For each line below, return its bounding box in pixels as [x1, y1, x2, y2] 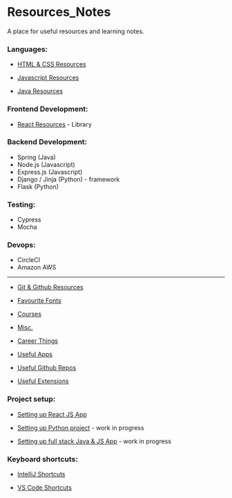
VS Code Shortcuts [17, 483, 72, 492]
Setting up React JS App [17, 410, 88, 418]
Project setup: [7, 394, 56, 404]
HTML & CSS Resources [17, 60, 86, 69]
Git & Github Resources [17, 283, 84, 292]
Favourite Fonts [17, 296, 62, 305]
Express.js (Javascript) [17, 168, 83, 176]
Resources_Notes [7, 4, 111, 20]
